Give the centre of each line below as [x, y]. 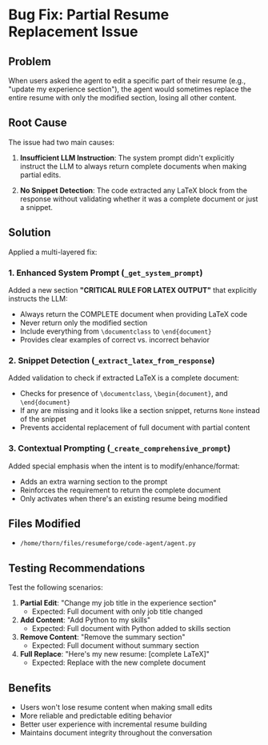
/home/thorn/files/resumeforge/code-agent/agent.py [108, 544]
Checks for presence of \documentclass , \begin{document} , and [124, 394]
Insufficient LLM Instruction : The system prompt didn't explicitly [127, 157]
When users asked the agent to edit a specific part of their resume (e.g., [127, 81]
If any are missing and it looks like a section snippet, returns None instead [140, 411]
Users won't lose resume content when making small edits [116, 707]
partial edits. [40, 175]
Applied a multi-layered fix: [53, 252]
